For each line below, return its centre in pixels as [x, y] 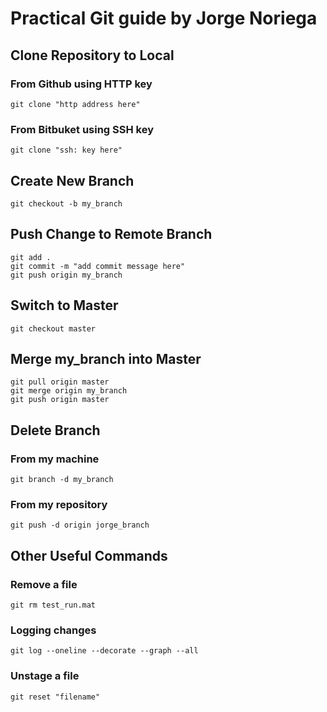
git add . [31, 257]
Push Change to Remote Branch [111, 234]
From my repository [59, 505]
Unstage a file [45, 676]
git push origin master [60, 400]
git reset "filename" [55, 697]
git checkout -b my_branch [66, 203]
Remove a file [44, 584]
